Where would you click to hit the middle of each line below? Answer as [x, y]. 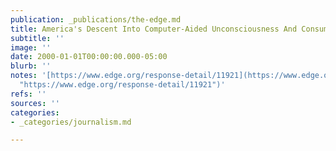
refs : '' [28, 94]
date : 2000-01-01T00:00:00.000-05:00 [89, 57]
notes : [24, 76]
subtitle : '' [37, 38]
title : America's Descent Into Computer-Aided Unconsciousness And [154, 29]
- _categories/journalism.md [71, 122]
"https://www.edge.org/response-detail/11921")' [122, 85]
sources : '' [35, 103]
